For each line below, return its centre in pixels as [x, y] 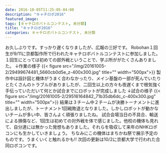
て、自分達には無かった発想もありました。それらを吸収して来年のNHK [77, 127]
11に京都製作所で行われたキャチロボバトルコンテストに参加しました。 [89, 53]
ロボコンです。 [24, 146]
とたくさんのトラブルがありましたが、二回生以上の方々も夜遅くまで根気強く [83, 84]
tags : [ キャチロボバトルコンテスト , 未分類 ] [46, 24]
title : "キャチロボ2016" [29, 28]
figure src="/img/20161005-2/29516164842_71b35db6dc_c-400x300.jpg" [81, 96]
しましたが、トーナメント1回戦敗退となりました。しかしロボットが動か [82, 108]
